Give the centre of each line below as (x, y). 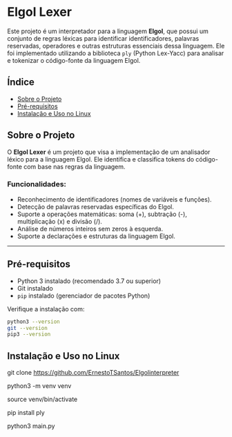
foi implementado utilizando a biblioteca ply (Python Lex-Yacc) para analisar (116, 53)
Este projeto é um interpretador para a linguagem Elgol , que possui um (108, 31)
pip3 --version (29, 334)
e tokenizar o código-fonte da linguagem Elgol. (74, 60)
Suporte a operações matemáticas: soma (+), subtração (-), (102, 214)
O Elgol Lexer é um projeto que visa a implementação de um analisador (109, 152)
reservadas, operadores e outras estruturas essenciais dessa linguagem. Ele (116, 46)
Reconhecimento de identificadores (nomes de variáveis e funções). (114, 199)
